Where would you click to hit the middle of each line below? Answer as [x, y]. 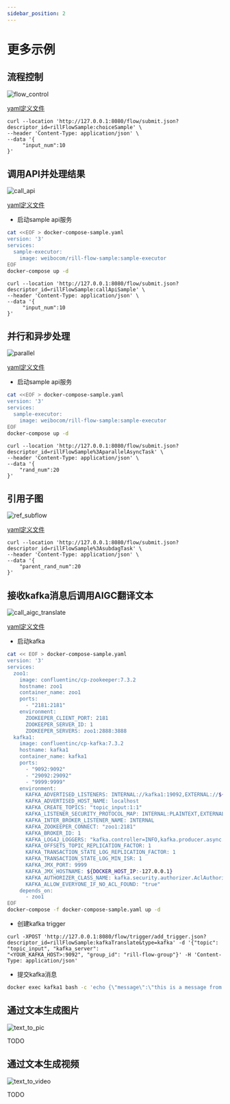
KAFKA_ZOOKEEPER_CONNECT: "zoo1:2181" [80, 826]
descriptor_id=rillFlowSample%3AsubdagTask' [72, 549]
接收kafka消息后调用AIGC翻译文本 [80, 595]
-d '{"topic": [199, 943]
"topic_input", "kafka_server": [53, 949]
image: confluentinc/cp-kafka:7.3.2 [72, 744]
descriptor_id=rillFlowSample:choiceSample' [72, 127]
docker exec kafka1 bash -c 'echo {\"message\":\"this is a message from [115, 987]
